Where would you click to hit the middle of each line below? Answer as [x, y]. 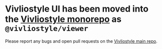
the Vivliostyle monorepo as [63, 19]
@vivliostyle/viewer [47, 29]
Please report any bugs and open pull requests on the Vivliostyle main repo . [81, 41]
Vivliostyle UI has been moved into [77, 9]
